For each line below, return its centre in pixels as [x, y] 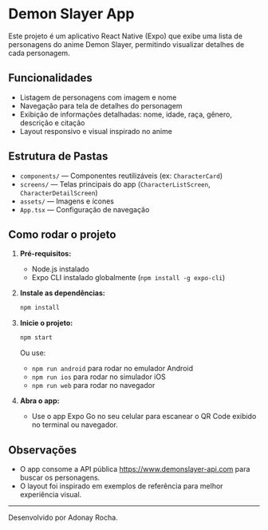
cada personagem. [39, 53]
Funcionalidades [51, 78]
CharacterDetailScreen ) [59, 192]
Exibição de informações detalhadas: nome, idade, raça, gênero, [126, 114]
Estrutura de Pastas [58, 156]
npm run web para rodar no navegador [93, 386]
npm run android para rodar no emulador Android [112, 369]
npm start [36, 338]
